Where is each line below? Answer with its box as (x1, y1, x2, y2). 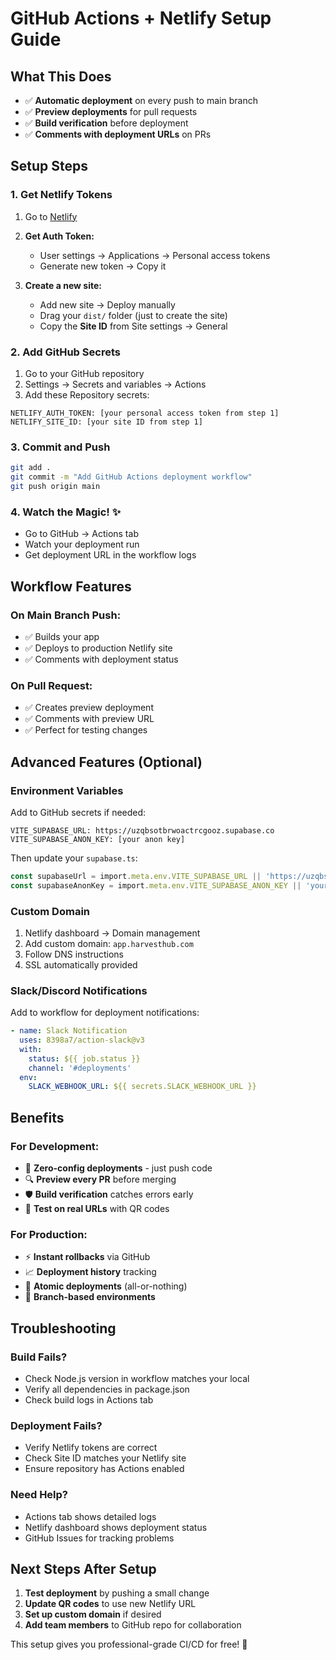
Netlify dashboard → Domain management (24, 927, 201, 939)
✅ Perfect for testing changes (24, 724, 148, 736)
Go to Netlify (24, 210, 78, 222)
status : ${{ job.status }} (28, 1053, 141, 1064)
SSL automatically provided (24, 958, 138, 971)
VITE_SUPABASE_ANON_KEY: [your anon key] (10, 834, 186, 844)
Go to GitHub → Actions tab (24, 528, 139, 540)
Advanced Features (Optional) (10, 753, 203, 771)
